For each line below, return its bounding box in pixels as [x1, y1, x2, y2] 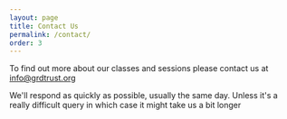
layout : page [9, 13, 59, 23]
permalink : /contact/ [9, 30, 91, 39]
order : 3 [9, 38, 43, 48]
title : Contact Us [9, 22, 79, 31]
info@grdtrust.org [9, 73, 76, 84]
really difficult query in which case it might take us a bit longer [9, 100, 242, 111]
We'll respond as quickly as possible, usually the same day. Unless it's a [9, 90, 278, 101]
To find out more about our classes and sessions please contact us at [9, 63, 269, 74]
